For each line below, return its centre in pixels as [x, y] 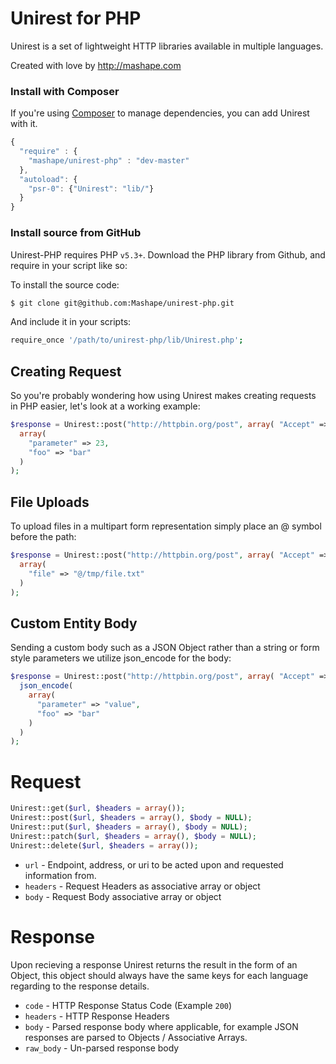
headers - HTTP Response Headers [97, 1016]
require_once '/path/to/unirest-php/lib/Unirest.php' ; [127, 340]
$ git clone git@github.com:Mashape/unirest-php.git [122, 303]
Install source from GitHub [76, 233]
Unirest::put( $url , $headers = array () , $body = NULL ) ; [129, 827]
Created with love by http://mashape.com [96, 65]
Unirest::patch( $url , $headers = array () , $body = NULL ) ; [133, 836]
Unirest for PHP [76, 18]
